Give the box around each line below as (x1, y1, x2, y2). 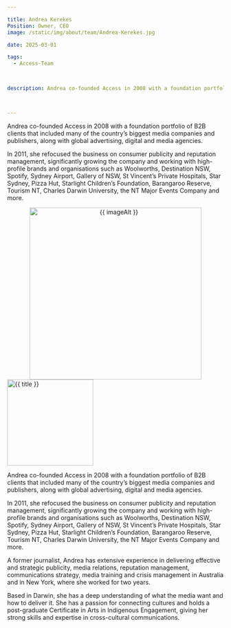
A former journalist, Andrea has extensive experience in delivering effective (7, 556, 221, 564)
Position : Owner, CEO (7, 22, 69, 30)
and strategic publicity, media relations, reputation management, (7, 563, 190, 572)
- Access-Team (13, 60, 54, 67)
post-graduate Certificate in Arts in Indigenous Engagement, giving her (7, 606, 208, 614)
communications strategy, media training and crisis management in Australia (7, 570, 224, 578)
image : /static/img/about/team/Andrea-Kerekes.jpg (7, 29, 155, 36)
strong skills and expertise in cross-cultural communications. (7, 613, 180, 621)
